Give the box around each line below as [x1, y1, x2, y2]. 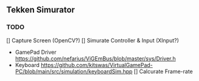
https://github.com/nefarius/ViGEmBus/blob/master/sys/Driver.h [15, 54, 176, 62]
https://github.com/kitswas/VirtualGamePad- [41, 61, 153, 68]
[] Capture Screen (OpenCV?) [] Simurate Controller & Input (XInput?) [6, 36, 179, 44]
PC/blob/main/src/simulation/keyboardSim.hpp [15, 68, 133, 75]
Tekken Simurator [6, 5, 75, 15]
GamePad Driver [15, 48, 56, 56]
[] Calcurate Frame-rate [133, 68, 193, 75]
